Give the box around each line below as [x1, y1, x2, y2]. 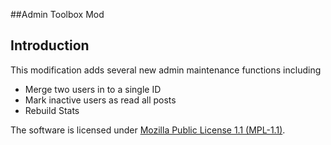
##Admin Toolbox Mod [10, 9, 105, 20]
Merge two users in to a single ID [24, 83, 162, 95]
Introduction [10, 37, 90, 54]
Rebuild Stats [24, 104, 80, 116]
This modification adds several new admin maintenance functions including [10, 64, 322, 76]
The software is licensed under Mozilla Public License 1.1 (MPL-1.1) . [10, 124, 286, 136]
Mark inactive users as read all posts [24, 94, 177, 106]
